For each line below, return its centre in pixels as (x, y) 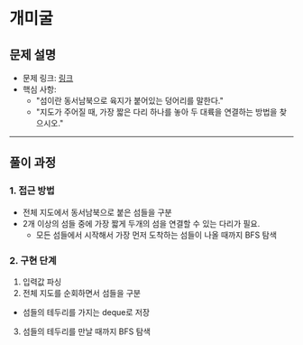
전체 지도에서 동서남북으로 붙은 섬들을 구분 (97, 212)
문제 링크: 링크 (48, 78)
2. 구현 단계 (33, 260)
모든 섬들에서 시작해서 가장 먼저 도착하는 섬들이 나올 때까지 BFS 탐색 (156, 235)
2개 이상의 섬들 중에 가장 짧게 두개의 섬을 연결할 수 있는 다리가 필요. (141, 223)
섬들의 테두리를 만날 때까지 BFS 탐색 (87, 331)
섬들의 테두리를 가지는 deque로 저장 (86, 312)
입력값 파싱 (42, 282)
